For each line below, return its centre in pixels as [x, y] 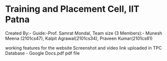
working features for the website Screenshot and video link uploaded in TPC [83, 48]
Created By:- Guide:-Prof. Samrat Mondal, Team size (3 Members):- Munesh [84, 33]
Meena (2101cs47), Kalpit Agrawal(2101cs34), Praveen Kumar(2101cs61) [79, 38]
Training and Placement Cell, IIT [72, 9]
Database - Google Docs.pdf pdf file [42, 53]
